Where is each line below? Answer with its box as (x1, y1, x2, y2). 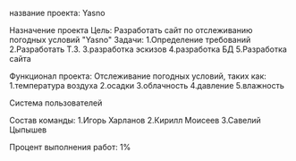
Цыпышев (9, 124, 47, 135)
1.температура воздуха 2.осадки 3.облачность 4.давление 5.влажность (9, 80, 284, 90)
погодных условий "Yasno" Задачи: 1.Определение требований (9, 35, 251, 45)
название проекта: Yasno (9, 8, 106, 18)
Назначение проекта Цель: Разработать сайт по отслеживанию (9, 25, 253, 35)
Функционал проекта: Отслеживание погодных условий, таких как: (9, 71, 266, 81)
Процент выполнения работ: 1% (9, 142, 131, 152)
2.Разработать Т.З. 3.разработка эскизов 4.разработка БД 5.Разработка (9, 44, 288, 55)
